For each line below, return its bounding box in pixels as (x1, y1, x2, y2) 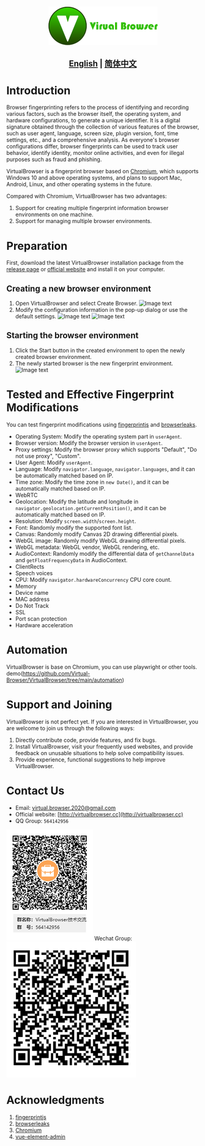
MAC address (15, 595, 50, 603)
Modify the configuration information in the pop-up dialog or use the (15, 306, 188, 314)
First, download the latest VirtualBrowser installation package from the (6, 259, 184, 266)
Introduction (6, 83, 71, 97)
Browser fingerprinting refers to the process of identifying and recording (6, 104, 189, 111)
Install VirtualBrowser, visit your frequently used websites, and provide (15, 742, 193, 750)
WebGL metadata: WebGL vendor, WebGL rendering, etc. (15, 543, 160, 551)
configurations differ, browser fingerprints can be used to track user (6, 143, 178, 150)
